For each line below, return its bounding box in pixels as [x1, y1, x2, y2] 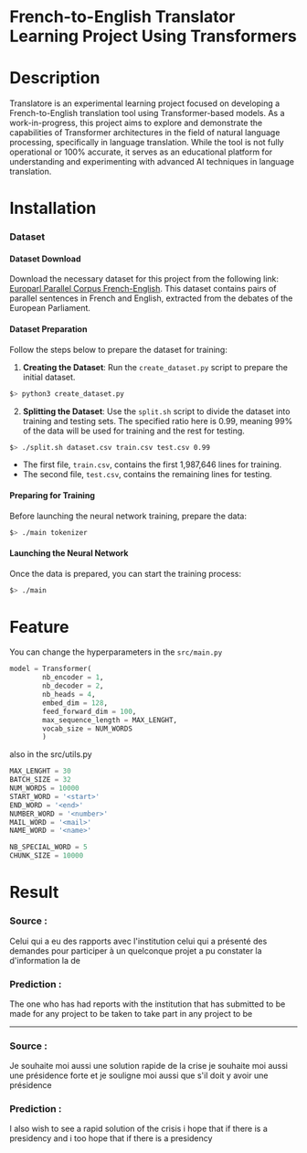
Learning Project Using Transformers [9, 26, 297, 47]
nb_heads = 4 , [42, 690, 96, 699]
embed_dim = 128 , [42, 698, 108, 708]
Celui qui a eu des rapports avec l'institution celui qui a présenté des [9, 935, 268, 946]
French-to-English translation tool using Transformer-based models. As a [9, 108, 285, 119]
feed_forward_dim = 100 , [42, 707, 137, 716]
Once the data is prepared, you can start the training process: [9, 568, 242, 579]
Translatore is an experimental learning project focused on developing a [9, 98, 281, 109]
